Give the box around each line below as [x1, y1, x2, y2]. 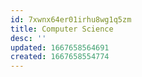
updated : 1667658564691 [10, 42, 110, 53]
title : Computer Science [10, 24, 114, 34]
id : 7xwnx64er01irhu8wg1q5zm [10, 14, 132, 25]
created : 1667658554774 [10, 52, 110, 62]
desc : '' [10, 33, 47, 43]
